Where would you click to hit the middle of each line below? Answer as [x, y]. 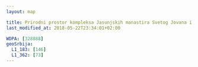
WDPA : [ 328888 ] [25, 39]
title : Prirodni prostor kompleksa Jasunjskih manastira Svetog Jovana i [99, 22]
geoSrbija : [20, 44]
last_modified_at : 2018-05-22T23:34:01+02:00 [63, 28]
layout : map [21, 12]
